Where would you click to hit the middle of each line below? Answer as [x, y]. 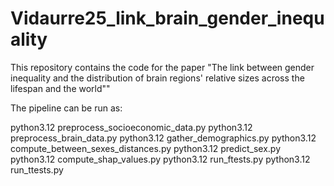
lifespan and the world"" [60, 88]
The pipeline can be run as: [66, 108]
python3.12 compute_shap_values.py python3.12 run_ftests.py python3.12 [160, 159]
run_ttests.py [37, 169]
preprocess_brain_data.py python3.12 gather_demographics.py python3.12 [163, 138]
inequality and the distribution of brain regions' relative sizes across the [157, 78]
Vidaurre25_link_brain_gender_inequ [167, 18]
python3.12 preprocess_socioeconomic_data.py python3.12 [131, 127]
